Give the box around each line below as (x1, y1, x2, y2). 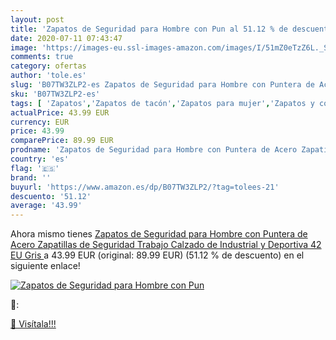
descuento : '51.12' (10, 191, 92, 201)
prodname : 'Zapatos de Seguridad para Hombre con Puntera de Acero (10, 145, 298, 155)
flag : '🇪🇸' (10, 163, 60, 173)
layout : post (10, 14, 65, 25)
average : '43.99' (10, 201, 83, 211)
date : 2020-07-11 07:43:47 (10, 33, 123, 43)
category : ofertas (10, 61, 87, 71)
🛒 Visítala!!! (10, 318, 57, 330)
